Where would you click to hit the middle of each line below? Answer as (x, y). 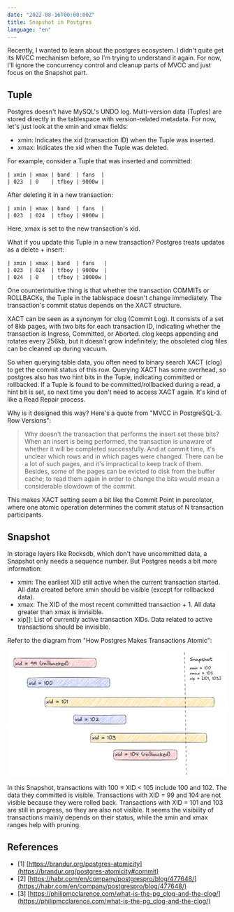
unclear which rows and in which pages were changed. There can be (124, 456)
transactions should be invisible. (64, 627)
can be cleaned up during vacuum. (58, 349)
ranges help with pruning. (44, 825)
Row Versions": (29, 421)
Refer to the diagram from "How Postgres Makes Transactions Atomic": (110, 640)
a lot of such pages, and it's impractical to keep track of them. (114, 464)
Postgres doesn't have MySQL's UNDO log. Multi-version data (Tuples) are (115, 111)
